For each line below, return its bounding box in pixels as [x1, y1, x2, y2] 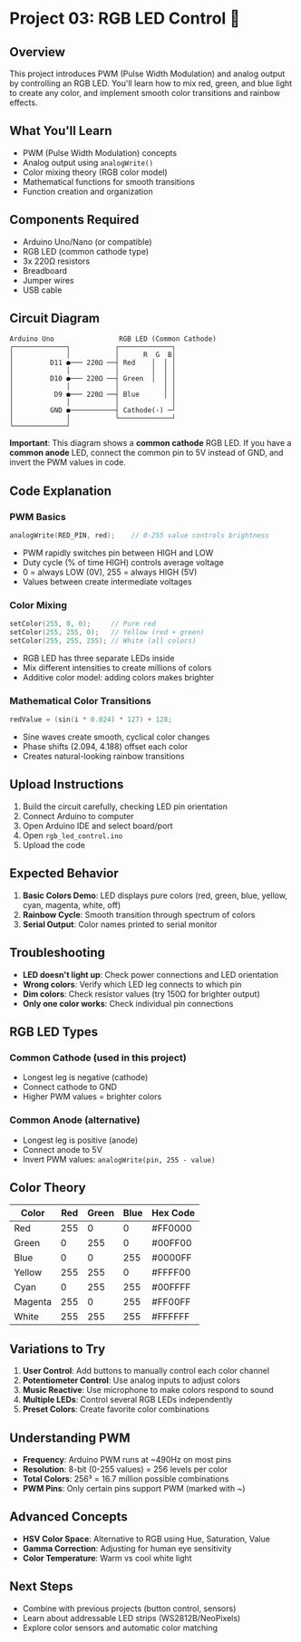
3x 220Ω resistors [22, 256, 91, 266]
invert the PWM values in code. [9, 457, 127, 468]
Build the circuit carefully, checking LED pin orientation [22, 801, 228, 812]
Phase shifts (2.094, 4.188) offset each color [22, 741, 189, 752]
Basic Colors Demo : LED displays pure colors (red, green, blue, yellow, [22, 890, 288, 901]
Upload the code [22, 839, 86, 850]
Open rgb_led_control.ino [22, 829, 123, 841]
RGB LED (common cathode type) [22, 246, 150, 256]
